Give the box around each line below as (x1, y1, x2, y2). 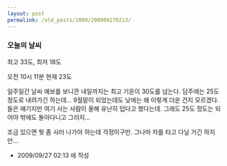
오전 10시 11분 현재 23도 (7, 72, 73, 80)
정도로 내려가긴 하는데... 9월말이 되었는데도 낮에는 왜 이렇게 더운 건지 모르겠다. (7, 95, 219, 104)
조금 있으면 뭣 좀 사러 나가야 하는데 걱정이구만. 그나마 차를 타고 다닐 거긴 (7, 127, 203, 136)
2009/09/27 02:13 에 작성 (17, 151, 89, 159)
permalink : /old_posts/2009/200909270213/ (7, 17, 131, 24)
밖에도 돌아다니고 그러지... (19, 113, 91, 121)
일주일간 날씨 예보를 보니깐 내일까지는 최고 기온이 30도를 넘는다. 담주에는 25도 (7, 87, 219, 95)
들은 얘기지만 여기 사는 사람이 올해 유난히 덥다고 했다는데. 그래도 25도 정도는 (7, 104, 214, 113)
